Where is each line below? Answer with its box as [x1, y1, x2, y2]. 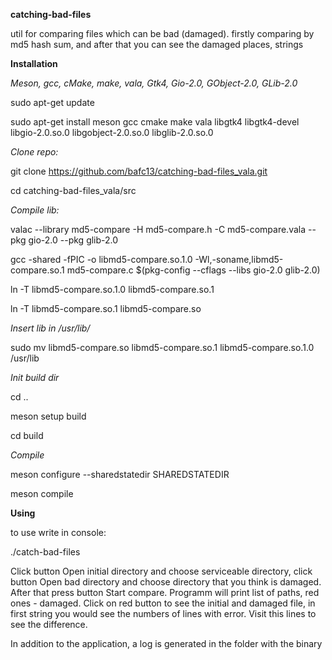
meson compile [10, 488, 74, 499]
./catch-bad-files [10, 546, 81, 558]
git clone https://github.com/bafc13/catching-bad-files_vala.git [10, 165, 268, 177]
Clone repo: [10, 146, 59, 158]
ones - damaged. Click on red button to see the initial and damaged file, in [10, 597, 316, 609]
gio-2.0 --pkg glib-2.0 [28, 234, 119, 246]
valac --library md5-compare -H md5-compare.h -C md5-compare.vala [10, 224, 307, 235]
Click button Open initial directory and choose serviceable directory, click [10, 565, 313, 577]
